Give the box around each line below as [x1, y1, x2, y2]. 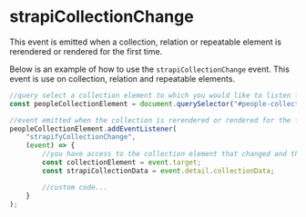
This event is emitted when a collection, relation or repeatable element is [9, 36, 282, 47]
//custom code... [42, 182, 107, 192]
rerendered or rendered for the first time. [9, 45, 163, 56]
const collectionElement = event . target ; [42, 158, 202, 167]
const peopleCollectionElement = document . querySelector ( [9, 99, 234, 108]
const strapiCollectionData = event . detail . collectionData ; [42, 166, 275, 175]
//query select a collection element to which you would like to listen [9, 91, 291, 100]
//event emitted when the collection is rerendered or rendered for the [9, 115, 291, 124]
